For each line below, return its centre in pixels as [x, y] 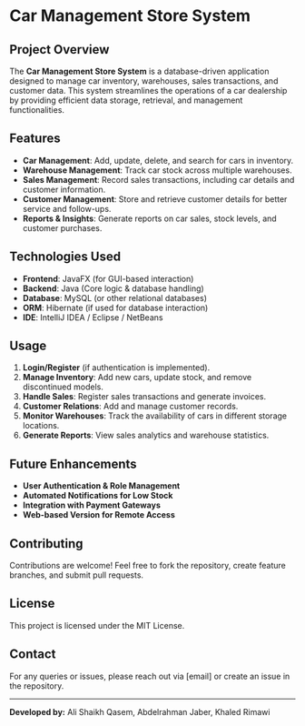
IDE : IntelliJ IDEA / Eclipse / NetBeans [93, 317]
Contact [33, 655]
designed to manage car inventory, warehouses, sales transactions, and [144, 81]
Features [35, 139]
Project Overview [59, 50]
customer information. [64, 189]
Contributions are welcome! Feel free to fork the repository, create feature [148, 566]
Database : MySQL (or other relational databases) [114, 297]
